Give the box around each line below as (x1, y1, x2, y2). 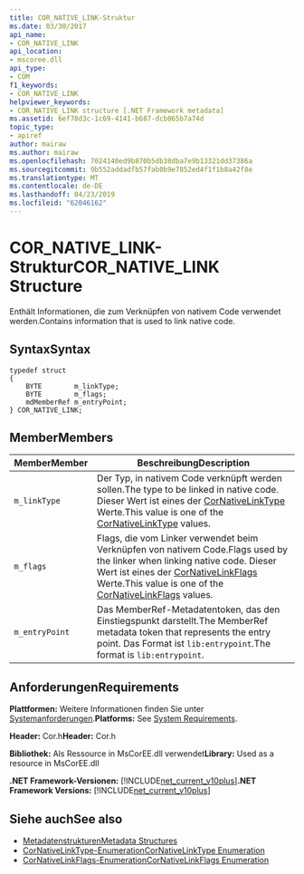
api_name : (9, 30, 47, 39)
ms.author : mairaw (9, 148, 79, 157)
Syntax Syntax (9, 341, 91, 358)
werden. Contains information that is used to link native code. (9, 315, 235, 326)
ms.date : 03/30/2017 (9, 22, 88, 31)
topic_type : (9, 123, 54, 132)
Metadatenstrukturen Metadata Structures (22, 835, 178, 847)
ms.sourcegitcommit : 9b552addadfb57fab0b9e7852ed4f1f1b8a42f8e (9, 165, 253, 174)
